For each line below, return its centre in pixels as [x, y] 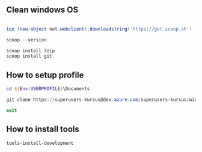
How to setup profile [45, 75]
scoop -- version [26, 40]
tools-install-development [40, 143]
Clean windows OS [42, 10]
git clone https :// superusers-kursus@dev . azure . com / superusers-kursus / [98, 100]
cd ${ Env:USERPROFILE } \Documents [48, 89]
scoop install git [29, 56]
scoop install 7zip [31, 50]
